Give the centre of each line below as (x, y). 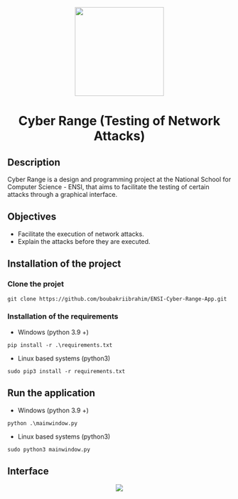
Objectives (32, 217)
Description (34, 162)
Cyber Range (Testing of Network (119, 121)
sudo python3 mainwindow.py (49, 449)
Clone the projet (36, 284)
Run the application (52, 393)
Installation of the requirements (63, 316)
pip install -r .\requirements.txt (60, 345)
